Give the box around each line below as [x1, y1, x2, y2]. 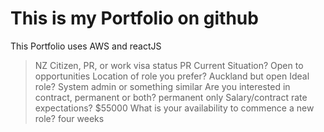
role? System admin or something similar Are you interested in [34, 80, 291, 92]
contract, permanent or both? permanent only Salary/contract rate [34, 91, 308, 103]
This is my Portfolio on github [10, 7, 259, 30]
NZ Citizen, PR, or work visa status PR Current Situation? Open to [34, 59, 304, 71]
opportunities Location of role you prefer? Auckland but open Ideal [34, 70, 310, 82]
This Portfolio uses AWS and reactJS [10, 40, 162, 52]
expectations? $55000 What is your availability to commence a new [34, 102, 315, 114]
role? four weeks [34, 112, 105, 124]
